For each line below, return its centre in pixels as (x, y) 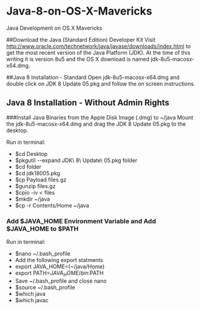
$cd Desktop (31, 153)
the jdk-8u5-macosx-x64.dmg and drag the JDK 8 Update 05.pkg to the (96, 124)
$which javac (32, 300)
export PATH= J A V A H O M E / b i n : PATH (59, 274)
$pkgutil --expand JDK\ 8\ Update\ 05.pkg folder (76, 160)
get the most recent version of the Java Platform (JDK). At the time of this (98, 52)
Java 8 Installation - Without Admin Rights (88, 103)
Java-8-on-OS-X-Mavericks (79, 11)
